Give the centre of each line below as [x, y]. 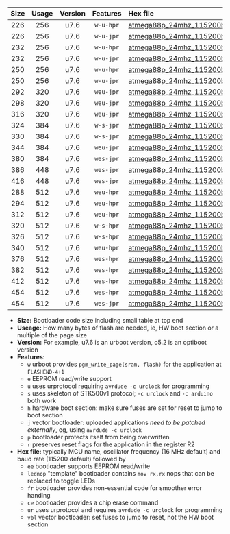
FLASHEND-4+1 [46, 372]
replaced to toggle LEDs [61, 481]
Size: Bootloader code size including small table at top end [100, 320]
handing [39, 495]
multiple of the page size [52, 335]
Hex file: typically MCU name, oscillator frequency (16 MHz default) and [119, 451]
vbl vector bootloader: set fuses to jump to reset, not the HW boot [120, 517]
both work [42, 401]
